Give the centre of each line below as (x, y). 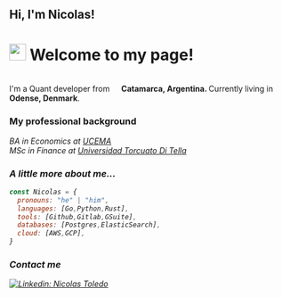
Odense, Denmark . (44, 98)
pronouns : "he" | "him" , (63, 200)
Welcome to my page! (112, 55)
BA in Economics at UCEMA (60, 141)
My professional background (73, 121)
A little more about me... (63, 173)
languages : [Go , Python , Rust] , (73, 209)
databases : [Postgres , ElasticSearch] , (89, 225)
